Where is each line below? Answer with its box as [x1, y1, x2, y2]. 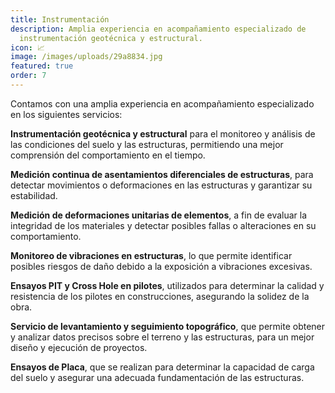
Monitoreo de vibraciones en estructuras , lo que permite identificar [10, 249, 293, 261]
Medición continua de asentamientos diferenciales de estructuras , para [10, 168, 314, 180]
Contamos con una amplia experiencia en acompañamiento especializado [10, 97, 315, 110]
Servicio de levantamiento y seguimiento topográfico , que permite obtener [10, 320, 326, 332]
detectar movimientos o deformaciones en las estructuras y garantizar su [10, 179, 313, 191]
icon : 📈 [10, 42, 45, 53]
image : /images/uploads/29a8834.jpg [10, 52, 163, 62]
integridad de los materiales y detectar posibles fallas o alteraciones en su [10, 219, 317, 231]
